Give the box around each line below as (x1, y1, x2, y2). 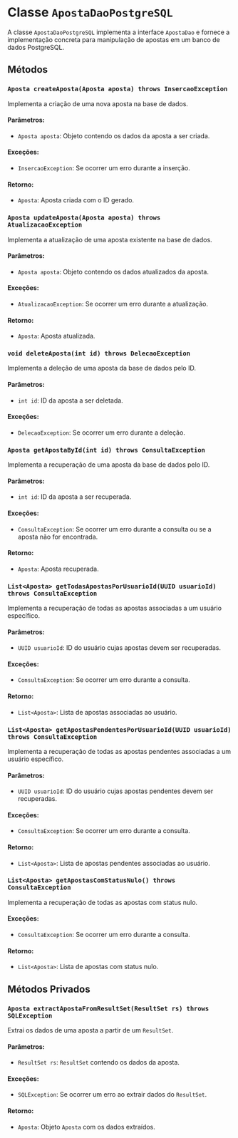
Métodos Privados (7, 983, 90, 995)
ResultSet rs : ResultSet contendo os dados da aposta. (17, 1058, 180, 1067)
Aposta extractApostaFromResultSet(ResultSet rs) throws (7, 1004, 209, 1013)
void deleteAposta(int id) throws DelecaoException (7, 350, 191, 358)
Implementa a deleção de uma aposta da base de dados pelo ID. (7, 364, 196, 373)
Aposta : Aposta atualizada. (17, 332, 95, 341)
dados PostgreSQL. (7, 43, 65, 51)
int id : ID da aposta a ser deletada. (17, 396, 123, 405)
